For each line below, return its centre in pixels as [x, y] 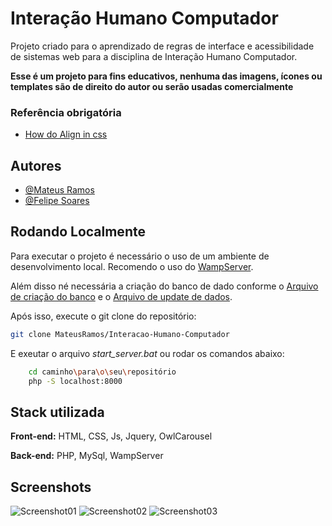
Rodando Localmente [78, 232]
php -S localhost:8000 [75, 381]
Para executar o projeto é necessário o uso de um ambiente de [140, 256]
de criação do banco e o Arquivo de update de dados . [121, 296]
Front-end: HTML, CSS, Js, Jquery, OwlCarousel [111, 436]
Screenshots [51, 487]
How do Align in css [66, 134]
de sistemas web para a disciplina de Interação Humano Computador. [154, 56]
